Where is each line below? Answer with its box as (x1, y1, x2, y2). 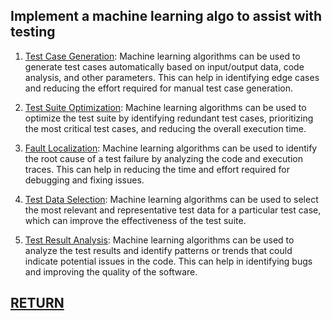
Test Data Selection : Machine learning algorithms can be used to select (24, 193, 319, 205)
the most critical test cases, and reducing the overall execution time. (24, 122, 307, 134)
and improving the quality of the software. (24, 265, 198, 278)
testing (10, 24, 56, 41)
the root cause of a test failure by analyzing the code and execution (24, 152, 303, 164)
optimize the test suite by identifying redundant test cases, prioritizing (24, 112, 314, 124)
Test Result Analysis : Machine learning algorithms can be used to (24, 234, 295, 246)
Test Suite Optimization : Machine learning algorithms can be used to (24, 101, 307, 113)
